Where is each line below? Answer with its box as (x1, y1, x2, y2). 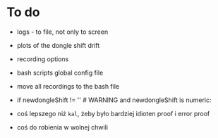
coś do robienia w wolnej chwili (16, 123, 109, 131)
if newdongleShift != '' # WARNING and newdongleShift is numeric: (16, 96, 212, 104)
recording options (16, 54, 69, 63)
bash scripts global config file (16, 68, 104, 77)
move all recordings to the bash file (16, 82, 120, 90)
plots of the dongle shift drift (16, 41, 100, 49)
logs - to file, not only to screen (16, 27, 109, 36)
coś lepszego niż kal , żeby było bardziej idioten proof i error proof (16, 109, 210, 118)
